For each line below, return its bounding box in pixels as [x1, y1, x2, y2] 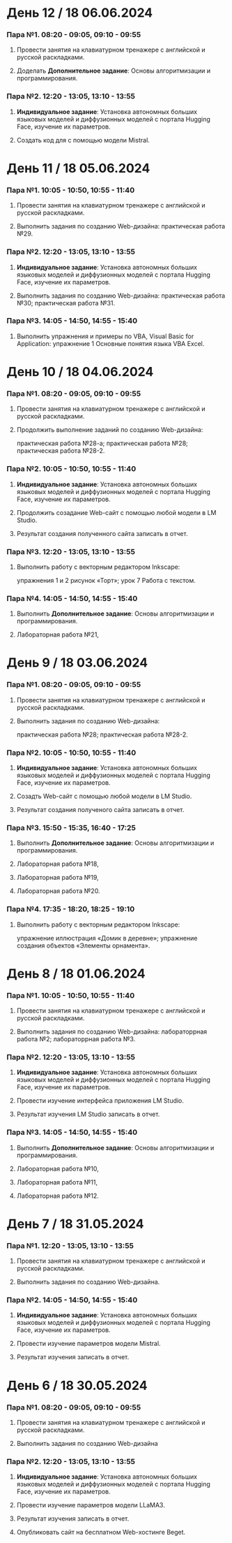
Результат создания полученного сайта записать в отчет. [16, 529, 188, 537]
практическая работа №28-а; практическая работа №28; [16, 439, 189, 448]
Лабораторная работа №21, [16, 630, 99, 639]
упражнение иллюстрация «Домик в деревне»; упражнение [16, 934, 198, 942]
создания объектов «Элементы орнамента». [16, 941, 150, 950]
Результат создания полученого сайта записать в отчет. [16, 806, 185, 814]
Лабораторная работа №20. [16, 887, 100, 895]
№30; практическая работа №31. [16, 298, 116, 307]
